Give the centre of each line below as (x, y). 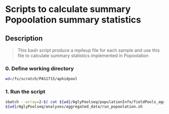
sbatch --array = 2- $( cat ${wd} (38, 102)
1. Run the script (25, 92)
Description (24, 38)
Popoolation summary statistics (73, 20)
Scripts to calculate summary (68, 9)
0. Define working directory (39, 68)
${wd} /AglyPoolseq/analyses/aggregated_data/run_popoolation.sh (74, 107)
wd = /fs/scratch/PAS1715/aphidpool (41, 79)
